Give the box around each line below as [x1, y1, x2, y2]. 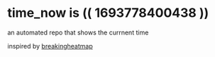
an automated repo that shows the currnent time [7, 28, 149, 37]
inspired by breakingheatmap [7, 42, 94, 50]
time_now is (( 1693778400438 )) [7, 5, 209, 21]
